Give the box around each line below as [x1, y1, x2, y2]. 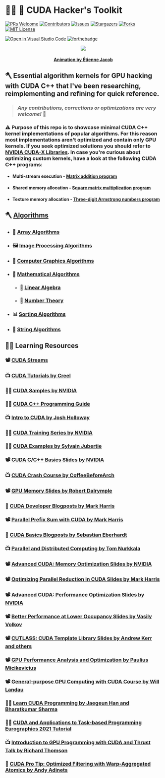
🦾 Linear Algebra [19, 284, 61, 291]
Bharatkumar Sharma [5, 706, 58, 712]
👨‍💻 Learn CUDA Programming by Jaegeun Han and [5, 700, 130, 707]
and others [5, 643, 32, 650]
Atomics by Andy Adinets [5, 767, 68, 774]
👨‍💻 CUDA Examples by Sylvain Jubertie [5, 443, 102, 450]
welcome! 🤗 [17, 110, 46, 117]
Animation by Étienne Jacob [54, 57, 113, 63]
